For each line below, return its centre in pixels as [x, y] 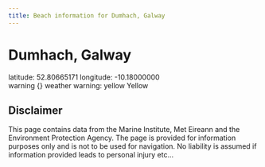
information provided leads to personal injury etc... [91, 155]
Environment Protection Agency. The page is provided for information [122, 138]
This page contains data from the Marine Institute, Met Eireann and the [124, 130]
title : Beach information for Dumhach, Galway [87, 16]
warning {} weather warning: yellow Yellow [78, 85]
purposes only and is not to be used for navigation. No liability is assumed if [132, 146]
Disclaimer [35, 110]
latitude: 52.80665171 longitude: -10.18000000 [84, 77]
